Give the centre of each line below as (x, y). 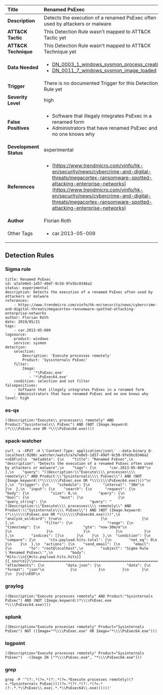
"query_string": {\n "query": (56, 502)
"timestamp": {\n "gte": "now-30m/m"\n (66, 527)
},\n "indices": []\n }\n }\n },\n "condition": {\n (78, 536)
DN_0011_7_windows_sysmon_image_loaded (104, 71)
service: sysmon (30, 343)
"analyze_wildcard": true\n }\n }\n (77, 519)
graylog (14, 586)
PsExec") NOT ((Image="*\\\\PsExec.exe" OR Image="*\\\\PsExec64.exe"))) (81, 631)
